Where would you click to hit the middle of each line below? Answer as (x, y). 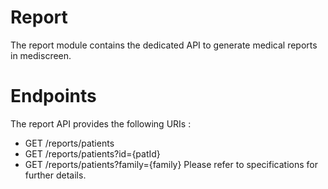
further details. (55, 175)
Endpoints (53, 96)
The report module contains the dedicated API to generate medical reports (164, 45)
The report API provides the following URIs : (101, 123)
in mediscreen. (41, 55)
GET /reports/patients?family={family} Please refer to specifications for (171, 164)
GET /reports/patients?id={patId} (92, 153)
